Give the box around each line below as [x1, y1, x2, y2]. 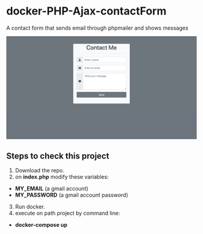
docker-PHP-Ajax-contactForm [6, 4, 167, 18]
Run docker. [14, 203, 45, 210]
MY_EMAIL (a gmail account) [14, 185, 89, 192]
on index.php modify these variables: [14, 174, 109, 181]
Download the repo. [14, 167, 65, 174]
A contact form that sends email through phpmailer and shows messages [6, 24, 188, 31]
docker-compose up [14, 221, 68, 229]
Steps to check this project [6, 151, 110, 161]
